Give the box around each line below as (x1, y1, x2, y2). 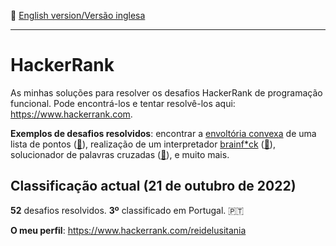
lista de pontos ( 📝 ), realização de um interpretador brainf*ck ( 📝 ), (10, 138, 276, 150)
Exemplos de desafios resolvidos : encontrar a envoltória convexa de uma (10, 127, 317, 139)
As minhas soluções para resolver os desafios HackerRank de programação (10, 86, 323, 99)
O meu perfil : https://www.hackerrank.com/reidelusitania (10, 224, 247, 236)
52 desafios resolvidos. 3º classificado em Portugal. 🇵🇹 (10, 204, 245, 216)
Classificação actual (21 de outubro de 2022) (10, 178, 297, 195)
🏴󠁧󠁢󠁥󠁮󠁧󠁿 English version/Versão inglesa (10, 10, 146, 21)
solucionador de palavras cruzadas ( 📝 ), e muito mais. (10, 148, 230, 160)
